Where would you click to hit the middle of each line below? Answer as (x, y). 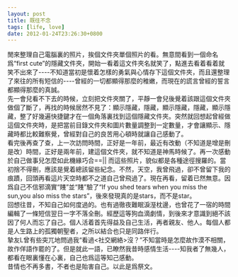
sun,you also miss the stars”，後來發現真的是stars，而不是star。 (102, 196)
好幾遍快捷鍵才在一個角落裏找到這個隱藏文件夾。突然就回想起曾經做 (131, 117)
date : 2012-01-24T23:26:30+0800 (55, 34)
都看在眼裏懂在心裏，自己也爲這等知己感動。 (73, 258)
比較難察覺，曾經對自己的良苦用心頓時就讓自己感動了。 (107, 134)
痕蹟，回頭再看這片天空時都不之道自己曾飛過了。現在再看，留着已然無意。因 (119, 178)
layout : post (27, 14)
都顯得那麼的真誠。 (35, 90)
